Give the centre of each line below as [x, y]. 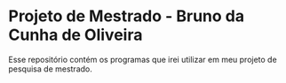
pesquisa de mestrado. [50, 69]
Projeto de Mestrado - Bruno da [127, 16]
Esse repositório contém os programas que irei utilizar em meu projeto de [143, 59]
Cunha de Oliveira [75, 35]
